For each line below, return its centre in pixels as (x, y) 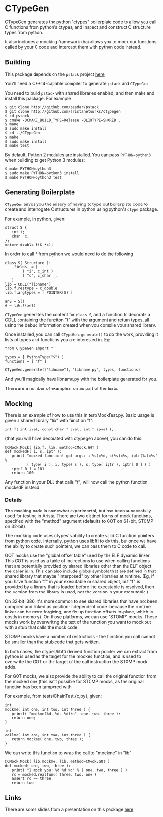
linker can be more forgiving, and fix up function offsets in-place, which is (79, 612)
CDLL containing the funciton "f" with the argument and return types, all (77, 320)
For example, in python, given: (35, 219)
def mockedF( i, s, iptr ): (34, 452)
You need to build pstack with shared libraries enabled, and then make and (80, 93)
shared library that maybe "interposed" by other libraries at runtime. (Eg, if (80, 576)
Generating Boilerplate (40, 193)
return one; (24, 718)
